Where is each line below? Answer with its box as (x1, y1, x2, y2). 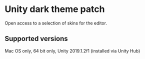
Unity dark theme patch (4, 3, 105, 15)
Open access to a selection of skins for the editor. (4, 20, 107, 26)
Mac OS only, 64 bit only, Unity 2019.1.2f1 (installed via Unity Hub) (4, 47, 140, 53)
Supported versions (4, 34, 68, 43)
